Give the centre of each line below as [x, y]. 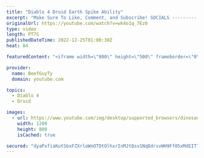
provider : [19, 67]
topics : [16, 90]
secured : [17, 146]
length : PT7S [23, 35]
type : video [21, 29]
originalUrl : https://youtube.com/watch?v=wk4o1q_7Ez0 [77, 23]
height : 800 [32, 129]
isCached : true [36, 135]
